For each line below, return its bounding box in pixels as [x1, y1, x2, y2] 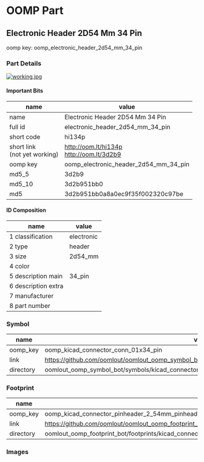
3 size [9, 252, 27, 261]
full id [9, 122, 25, 131]
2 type [9, 242, 29, 250]
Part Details [6, 59, 41, 68]
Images [6, 448, 29, 457]
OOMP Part [6, 4, 64, 18]
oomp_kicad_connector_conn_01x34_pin [44, 346, 163, 354]
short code [9, 132, 41, 141]
